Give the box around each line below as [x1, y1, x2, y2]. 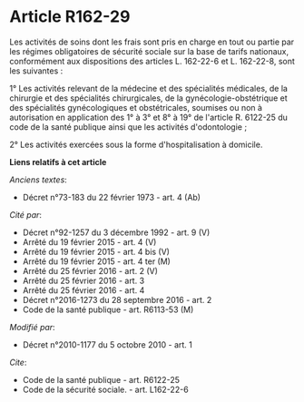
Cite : [9, 357, 27, 368]
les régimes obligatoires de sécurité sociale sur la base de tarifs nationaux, [9, 45, 289, 56]
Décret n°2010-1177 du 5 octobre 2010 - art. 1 [22, 338, 192, 350]
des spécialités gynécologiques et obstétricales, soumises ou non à [9, 102, 263, 113]
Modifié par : [9, 321, 56, 332]
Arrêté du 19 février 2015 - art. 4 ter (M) [22, 256, 171, 267]
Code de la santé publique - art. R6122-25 [22, 374, 180, 385]
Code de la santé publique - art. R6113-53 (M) [22, 304, 194, 315]
